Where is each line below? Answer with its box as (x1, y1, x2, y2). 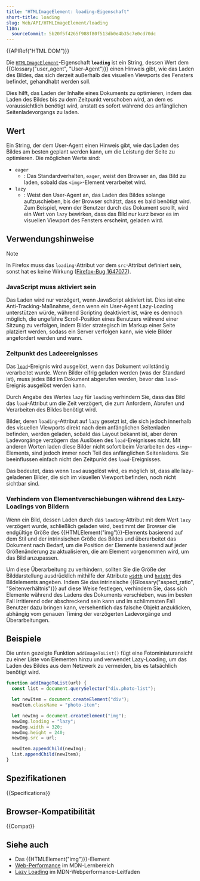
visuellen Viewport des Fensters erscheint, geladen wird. (23, 216, 164, 224)
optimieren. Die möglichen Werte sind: (6, 154, 100, 161)
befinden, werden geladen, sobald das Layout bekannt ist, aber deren (6, 431, 177, 438)
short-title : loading (6, 14, 60, 20)
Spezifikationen (6, 773, 67, 784)
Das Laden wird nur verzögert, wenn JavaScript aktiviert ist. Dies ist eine (6, 296, 185, 303)
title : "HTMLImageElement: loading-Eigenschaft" (6, 8, 130, 15)
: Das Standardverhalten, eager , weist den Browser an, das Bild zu (23, 172, 186, 179)
